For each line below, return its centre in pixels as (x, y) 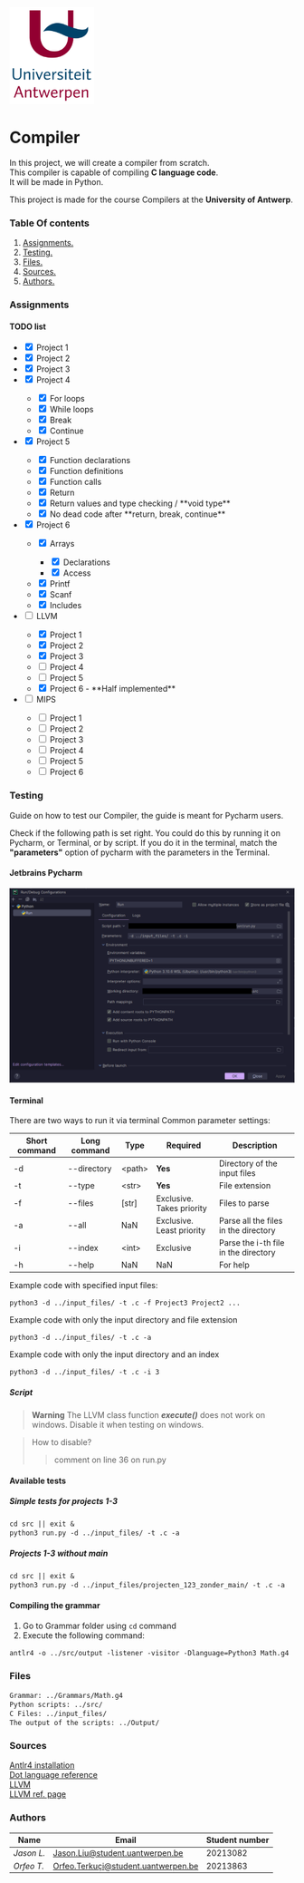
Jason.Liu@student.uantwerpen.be (118, 1853)
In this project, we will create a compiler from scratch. (109, 162)
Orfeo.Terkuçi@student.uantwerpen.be (126, 1866)
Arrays (62, 544)
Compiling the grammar (55, 1606)
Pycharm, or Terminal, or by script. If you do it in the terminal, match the (143, 842)
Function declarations (90, 461)
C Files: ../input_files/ (58, 1713)
